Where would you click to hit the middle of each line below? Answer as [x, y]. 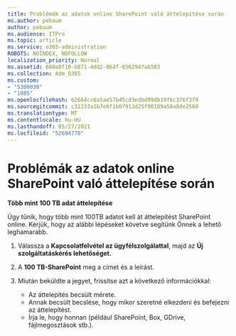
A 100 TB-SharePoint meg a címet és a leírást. [86, 267]
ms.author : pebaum [34, 21]
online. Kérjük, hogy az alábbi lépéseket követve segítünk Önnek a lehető [114, 224]
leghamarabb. [28, 232]
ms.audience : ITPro [36, 34]
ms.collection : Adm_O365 [44, 73]
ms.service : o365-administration [57, 47]
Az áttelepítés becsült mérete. [72, 295]
